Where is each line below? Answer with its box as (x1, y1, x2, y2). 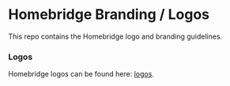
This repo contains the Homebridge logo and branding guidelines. (8, 32, 223, 41)
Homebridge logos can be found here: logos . (8, 69, 154, 79)
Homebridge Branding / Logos (8, 6, 210, 24)
